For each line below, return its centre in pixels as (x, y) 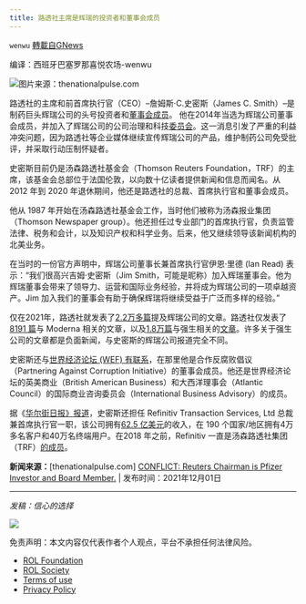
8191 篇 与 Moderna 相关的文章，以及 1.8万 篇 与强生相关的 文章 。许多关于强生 (151, 328)
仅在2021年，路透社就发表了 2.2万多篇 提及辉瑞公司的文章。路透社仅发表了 (148, 317)
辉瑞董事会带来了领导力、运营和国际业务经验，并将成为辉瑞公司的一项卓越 (149, 286)
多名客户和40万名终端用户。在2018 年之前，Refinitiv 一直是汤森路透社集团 (149, 435)
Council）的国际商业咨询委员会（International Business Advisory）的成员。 (151, 394)
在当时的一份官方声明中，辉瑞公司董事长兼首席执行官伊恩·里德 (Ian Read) (147, 263)
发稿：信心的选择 (41, 506)
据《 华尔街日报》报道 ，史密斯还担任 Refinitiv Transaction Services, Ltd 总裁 (152, 413)
